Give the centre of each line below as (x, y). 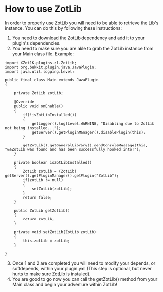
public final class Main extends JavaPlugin (52, 80)
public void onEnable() (39, 106)
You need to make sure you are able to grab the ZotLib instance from (83, 48)
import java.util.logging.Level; (40, 71)
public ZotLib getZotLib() (42, 210)
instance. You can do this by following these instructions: (64, 28)
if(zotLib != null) (43, 180)
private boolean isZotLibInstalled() (53, 162)
